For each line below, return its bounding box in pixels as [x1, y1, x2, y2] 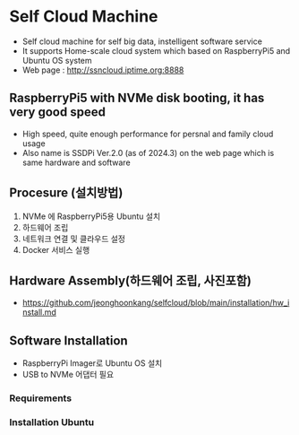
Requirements [9, 392, 73, 405]
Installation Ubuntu [9, 416, 95, 429]
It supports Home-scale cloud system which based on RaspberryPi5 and [21, 45, 291, 56]
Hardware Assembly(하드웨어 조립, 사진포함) [9, 273, 252, 288]
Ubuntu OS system [21, 55, 92, 65]
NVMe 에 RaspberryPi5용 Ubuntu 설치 [21, 211, 161, 222]
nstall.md [21, 307, 56, 318]
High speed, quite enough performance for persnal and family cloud [21, 128, 274, 139]
